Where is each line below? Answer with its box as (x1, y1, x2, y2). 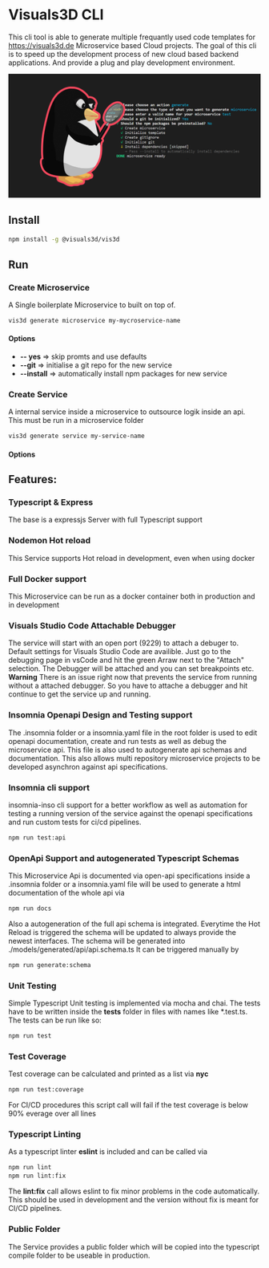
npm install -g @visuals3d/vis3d (8, 235, 120, 244)
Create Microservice (8, 282, 90, 293)
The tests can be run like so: (8, 1015, 102, 1025)
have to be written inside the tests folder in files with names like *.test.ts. (8, 1007, 248, 1017)
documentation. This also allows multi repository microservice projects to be (8, 753, 261, 763)
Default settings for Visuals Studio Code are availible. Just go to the (8, 647, 231, 656)
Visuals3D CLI (8, 6, 104, 24)
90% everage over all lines (8, 1109, 96, 1119)
